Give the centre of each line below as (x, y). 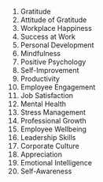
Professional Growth (53, 121)
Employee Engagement (58, 87)
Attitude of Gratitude (53, 20)
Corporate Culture (50, 146)
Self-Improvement (50, 70)
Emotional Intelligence (56, 163)
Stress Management (53, 112)
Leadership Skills (48, 137)
